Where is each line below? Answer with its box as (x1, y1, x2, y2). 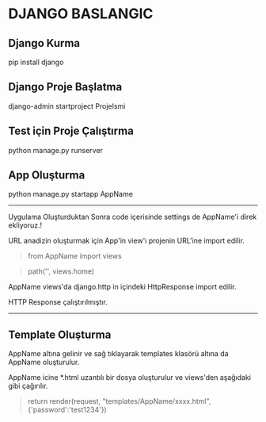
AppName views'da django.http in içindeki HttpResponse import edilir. (8, 282, 237, 292)
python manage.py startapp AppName (8, 190, 133, 199)
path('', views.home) (27, 267, 95, 276)
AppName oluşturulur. (8, 358, 80, 367)
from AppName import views (27, 251, 122, 261)
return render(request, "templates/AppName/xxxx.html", (27, 397, 211, 406)
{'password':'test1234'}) (27, 405, 107, 415)
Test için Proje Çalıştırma (8, 125, 135, 138)
